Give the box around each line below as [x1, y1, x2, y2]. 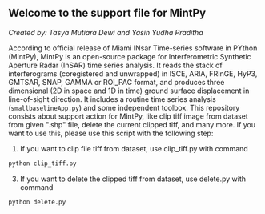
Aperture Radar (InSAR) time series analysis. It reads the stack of [8, 60, 223, 70]
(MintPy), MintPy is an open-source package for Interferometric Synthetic [8, 51, 251, 61]
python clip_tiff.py [8, 159, 78, 168]
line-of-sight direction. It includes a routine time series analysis [8, 94, 216, 103]
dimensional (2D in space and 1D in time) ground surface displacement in [8, 86, 250, 95]
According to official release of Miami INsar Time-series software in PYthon [8, 43, 258, 53]
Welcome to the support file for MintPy [8, 6, 207, 20]
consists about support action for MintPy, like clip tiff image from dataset [8, 111, 248, 121]
